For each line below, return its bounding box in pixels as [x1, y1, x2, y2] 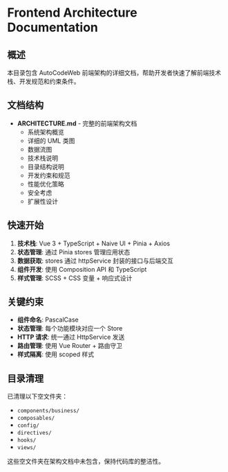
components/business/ [17, 408, 79, 414]
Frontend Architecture [7, 5, 137, 21]
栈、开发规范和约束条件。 [7, 78, 80, 85]
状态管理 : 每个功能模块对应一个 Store [17, 324, 123, 333]
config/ [17, 422, 39, 429]
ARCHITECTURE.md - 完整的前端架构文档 [17, 119, 137, 128]
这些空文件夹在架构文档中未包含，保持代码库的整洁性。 [7, 457, 164, 466]
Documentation [7, 19, 99, 35]
